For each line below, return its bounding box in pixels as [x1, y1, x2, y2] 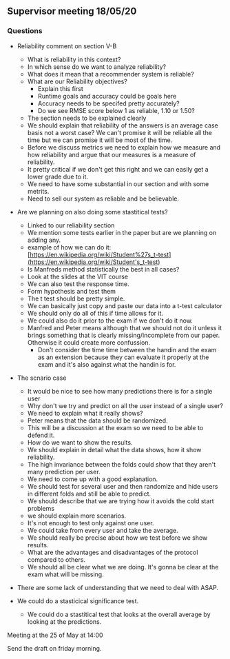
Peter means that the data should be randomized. [27, 416, 168, 425]
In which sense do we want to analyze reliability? [27, 62, 167, 71]
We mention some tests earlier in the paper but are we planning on [27, 228, 217, 236]
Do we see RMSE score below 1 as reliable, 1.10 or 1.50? [37, 106, 195, 114]
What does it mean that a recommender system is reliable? [27, 70, 194, 78]
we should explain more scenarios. [27, 511, 127, 520]
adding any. [27, 236, 61, 244]
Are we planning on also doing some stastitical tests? [17, 207, 168, 216]
